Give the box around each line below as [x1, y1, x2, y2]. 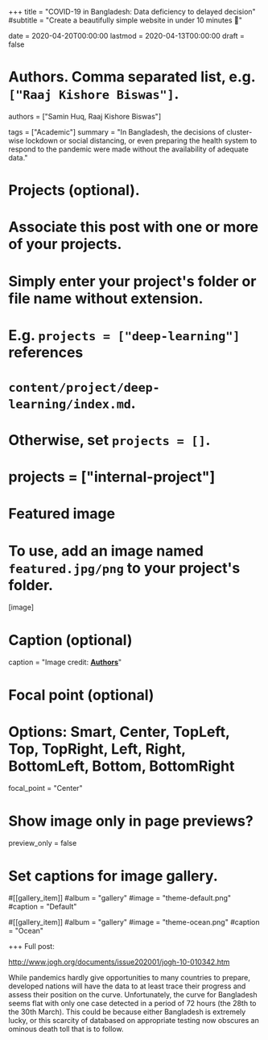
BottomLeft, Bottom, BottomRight [8, 757, 235, 775]
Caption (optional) [8, 630, 133, 649]
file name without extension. [8, 289, 204, 307]
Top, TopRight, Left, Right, [8, 739, 187, 758]
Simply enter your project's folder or [8, 272, 257, 290]
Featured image [8, 505, 115, 523]
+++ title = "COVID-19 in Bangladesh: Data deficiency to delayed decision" [8, 7, 256, 16]
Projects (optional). [8, 181, 141, 200]
